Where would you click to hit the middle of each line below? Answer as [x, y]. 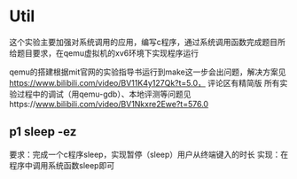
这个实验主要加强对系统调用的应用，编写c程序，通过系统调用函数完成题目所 [147, 42]
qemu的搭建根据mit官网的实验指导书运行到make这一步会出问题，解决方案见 [148, 72]
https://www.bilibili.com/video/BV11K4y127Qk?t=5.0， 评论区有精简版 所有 [145, 82]
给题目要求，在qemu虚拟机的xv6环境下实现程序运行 [104, 53]
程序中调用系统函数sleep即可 [62, 165]
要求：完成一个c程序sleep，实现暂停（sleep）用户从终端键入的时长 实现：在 [149, 154]
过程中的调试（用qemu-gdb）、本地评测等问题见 [104, 94]
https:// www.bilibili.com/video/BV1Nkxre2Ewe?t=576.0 [109, 104]
